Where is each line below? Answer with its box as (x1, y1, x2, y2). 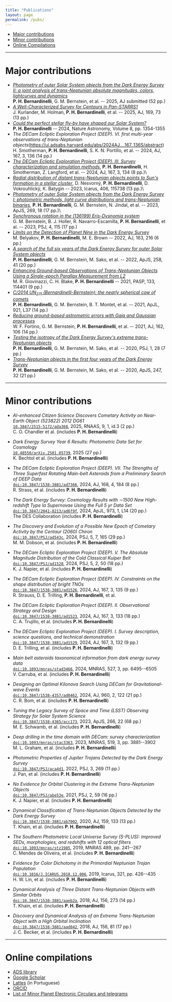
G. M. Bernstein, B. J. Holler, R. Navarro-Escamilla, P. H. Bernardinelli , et (12, 218, 166, 225)
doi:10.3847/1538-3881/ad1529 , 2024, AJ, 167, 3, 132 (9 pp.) (12, 639, 139, 645)
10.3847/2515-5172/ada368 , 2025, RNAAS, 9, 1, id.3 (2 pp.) (12, 423, 135, 430)
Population (12, 865, 36, 871)
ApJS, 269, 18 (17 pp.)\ (12, 208, 61, 214)
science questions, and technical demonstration (12, 634, 115, 640)
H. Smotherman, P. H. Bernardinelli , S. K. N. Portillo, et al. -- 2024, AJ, (12, 147, 161, 154)
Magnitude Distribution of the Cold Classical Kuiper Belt (12, 555, 131, 561)
